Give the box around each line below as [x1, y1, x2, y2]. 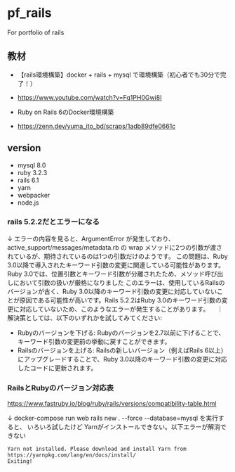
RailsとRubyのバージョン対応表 [7, 383, 114, 393]
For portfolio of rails [7, 28, 65, 37]
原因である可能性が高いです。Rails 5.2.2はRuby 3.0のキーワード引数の [19, 295, 222, 304]
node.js [17, 198, 40, 207]
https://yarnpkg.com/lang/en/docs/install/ [7, 452, 137, 459]
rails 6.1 [17, 176, 39, 184]
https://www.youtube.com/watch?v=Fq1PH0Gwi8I [17, 93, 162, 101]
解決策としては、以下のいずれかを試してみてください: [7, 313, 163, 321]
